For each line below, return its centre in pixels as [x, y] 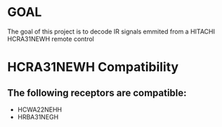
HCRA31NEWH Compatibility [93, 67]
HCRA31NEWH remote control [51, 38]
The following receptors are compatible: [97, 92]
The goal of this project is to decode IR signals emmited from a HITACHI [111, 31]
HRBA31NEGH [38, 117]
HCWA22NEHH [39, 110]
